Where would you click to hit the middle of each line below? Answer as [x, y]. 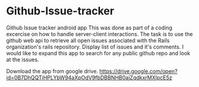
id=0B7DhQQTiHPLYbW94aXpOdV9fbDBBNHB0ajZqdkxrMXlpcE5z [89, 77]
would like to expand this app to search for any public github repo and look [98, 53]
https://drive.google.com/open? [139, 71]
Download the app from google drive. [52, 71]
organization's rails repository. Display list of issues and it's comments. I [95, 47]
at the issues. [23, 59]
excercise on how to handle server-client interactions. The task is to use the [99, 34]
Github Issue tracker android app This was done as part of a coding [89, 28]
